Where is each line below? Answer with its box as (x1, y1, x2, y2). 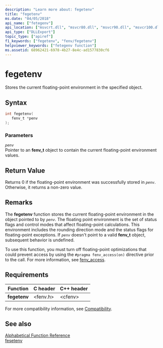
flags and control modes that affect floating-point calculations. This (5, 221, 140, 227)
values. (5, 152, 19, 158)
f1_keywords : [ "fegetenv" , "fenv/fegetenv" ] (5, 39, 97, 44)
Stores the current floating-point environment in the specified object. (5, 84, 143, 90)
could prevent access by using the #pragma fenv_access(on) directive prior (5, 252, 154, 257)
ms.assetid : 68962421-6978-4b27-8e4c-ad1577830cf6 (5, 47, 110, 52)
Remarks (5, 198, 33, 206)
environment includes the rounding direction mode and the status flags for (5, 226, 154, 233)
